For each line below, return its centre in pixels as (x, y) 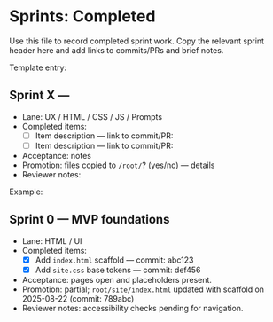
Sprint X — (39, 95)
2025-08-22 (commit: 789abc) (78, 298)
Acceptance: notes (56, 155)
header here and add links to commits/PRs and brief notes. (117, 50)
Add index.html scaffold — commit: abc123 (114, 260)
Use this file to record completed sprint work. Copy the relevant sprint (136, 41)
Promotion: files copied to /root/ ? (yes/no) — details (118, 165)
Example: (26, 192)
